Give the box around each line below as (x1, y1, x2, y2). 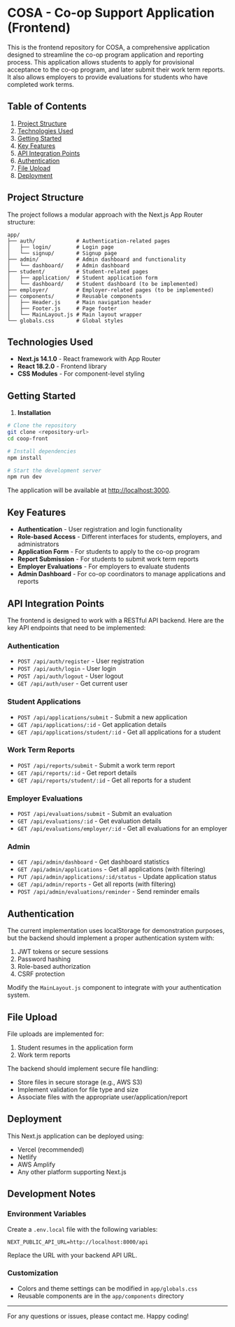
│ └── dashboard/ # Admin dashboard (7, 261, 130, 269)
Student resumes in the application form (17, 1043, 134, 1052)
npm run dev (7, 473, 42, 481)
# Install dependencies (7, 447, 77, 455)
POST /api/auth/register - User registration (17, 657, 145, 665)
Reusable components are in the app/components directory (17, 1291, 184, 1300)
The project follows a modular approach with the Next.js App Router (7, 210, 204, 219)
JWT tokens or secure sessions (17, 948, 108, 956)
